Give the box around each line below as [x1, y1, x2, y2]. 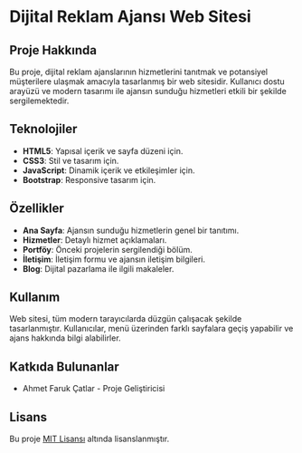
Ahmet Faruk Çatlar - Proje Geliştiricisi [22, 383, 165, 394]
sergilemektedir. [9, 95, 70, 106]
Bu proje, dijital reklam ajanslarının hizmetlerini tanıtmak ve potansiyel [9, 66, 269, 77]
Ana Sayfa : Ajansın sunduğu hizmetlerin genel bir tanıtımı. [22, 225, 240, 236]
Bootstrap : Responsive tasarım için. [22, 174, 156, 185]
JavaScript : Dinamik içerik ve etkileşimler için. [22, 165, 195, 176]
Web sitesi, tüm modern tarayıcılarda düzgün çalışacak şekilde [9, 313, 242, 324]
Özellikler [9, 201, 65, 217]
